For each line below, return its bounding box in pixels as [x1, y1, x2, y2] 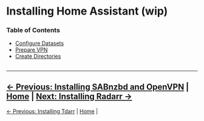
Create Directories [15, 53, 61, 60]
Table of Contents [6, 26, 61, 35]
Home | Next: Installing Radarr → [6, 91, 132, 102]
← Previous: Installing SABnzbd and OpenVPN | [6, 82, 189, 92]
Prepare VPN [15, 46, 48, 54]
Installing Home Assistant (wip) [6, 4, 168, 18]
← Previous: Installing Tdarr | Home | [6, 108, 98, 115]
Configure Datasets [15, 40, 64, 47]
